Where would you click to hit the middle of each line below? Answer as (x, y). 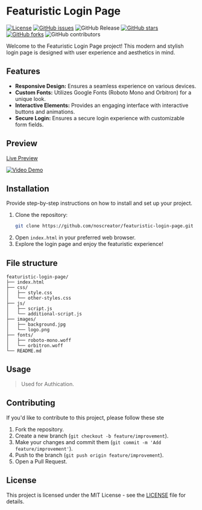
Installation (28, 189)
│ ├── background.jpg (36, 324)
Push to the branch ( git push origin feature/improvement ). (89, 455)
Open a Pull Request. (41, 461)
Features (23, 72)
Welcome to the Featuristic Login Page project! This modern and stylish (95, 46)
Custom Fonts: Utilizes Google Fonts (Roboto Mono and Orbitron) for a (103, 92)
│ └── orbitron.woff (35, 346)
